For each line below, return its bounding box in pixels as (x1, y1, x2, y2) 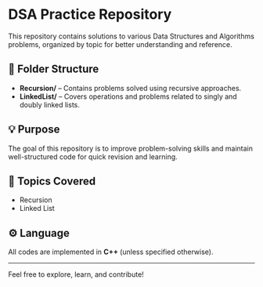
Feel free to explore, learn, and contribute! (8, 270, 145, 279)
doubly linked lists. (19, 100, 81, 109)
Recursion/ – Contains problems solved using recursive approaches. (19, 83, 242, 93)
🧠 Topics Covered (8, 174, 96, 187)
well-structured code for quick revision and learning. (8, 151, 178, 162)
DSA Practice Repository (8, 5, 172, 24)
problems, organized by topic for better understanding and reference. (8, 39, 232, 49)
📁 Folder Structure (8, 63, 99, 76)
